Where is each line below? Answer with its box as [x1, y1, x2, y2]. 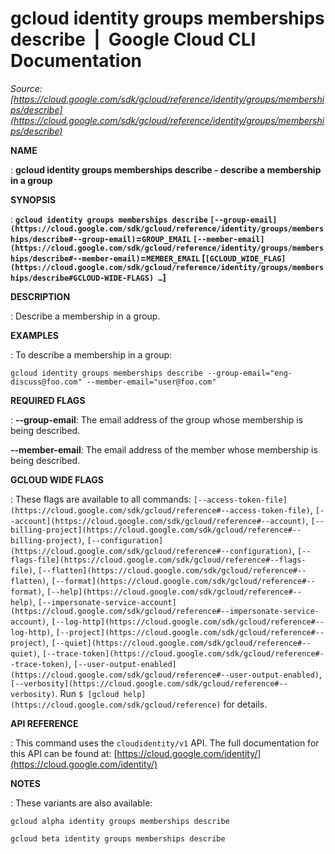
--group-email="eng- [206, 368, 293, 378]
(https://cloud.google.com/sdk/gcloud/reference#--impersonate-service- [10, 606, 320, 616]
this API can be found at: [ [10, 747, 118, 759]
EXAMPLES [10, 329, 59, 341]
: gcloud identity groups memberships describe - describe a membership [10, 163, 322, 176]
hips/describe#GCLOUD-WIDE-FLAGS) [10, 273, 155, 283]
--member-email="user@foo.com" [86, 377, 217, 387]
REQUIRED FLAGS [10, 394, 86, 406]
